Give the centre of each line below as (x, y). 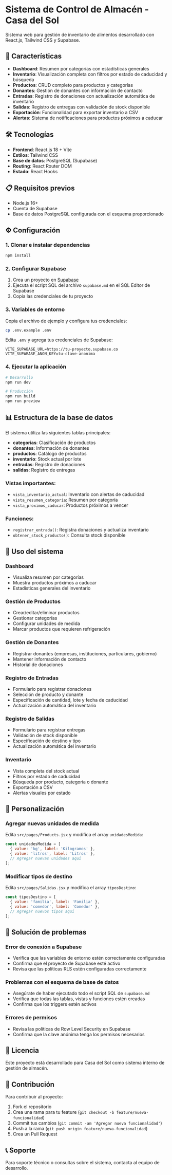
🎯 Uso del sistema (34, 551)
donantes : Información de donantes (51, 448)
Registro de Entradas (32, 678)
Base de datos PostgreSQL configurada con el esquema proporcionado (88, 214)
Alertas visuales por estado (42, 793)
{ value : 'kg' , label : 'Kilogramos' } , (53, 849)
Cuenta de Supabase (35, 209)
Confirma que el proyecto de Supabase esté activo (66, 963)
